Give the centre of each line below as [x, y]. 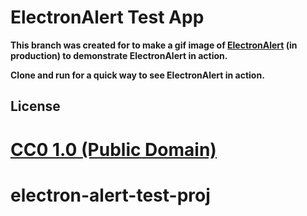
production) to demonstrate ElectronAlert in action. [119, 55]
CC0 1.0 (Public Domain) [113, 149]
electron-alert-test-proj [110, 195]
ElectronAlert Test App [107, 17]
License [35, 106]
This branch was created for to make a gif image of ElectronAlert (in [154, 45]
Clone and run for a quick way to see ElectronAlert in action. [137, 75]
